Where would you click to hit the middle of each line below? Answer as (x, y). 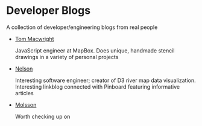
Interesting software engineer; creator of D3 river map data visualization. (105, 80)
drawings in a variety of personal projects (67, 57)
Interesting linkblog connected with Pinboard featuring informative (97, 87)
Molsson (26, 105)
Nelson (24, 68)
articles (24, 93)
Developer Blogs (49, 11)
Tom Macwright (34, 39)
